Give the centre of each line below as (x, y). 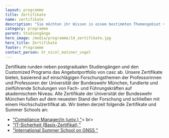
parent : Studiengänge (28, 33)
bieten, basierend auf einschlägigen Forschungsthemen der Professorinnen (83, 77)
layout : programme (24, 10)
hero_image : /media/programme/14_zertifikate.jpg (58, 38)
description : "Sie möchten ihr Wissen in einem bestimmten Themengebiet (83, 24)
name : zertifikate (24, 19)
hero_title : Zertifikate (31, 43)
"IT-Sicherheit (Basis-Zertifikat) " (47, 125)
